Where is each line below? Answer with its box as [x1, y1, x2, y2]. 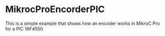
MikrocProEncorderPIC [5, 4, 105, 15]
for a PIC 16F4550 [5, 25, 43, 31]
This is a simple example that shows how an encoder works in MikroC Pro [5, 20, 160, 26]
